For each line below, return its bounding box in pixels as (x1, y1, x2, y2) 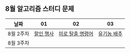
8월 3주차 (7, 39, 30, 46)
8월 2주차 (7, 30, 30, 37)
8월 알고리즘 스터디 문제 (5, 4, 74, 13)
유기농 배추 (98, 30, 123, 37)
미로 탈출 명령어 (59, 30, 94, 37)
